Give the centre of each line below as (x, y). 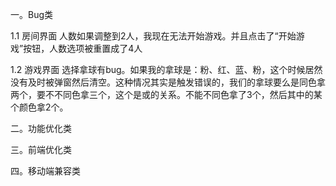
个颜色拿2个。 (39, 107)
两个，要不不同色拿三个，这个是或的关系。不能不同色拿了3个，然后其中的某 (166, 94)
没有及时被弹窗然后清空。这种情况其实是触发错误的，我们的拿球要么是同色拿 (168, 82)
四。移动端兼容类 (45, 171)
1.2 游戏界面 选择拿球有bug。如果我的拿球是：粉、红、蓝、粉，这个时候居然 (166, 69)
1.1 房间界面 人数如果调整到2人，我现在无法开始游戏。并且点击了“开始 (153, 36)
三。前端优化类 (41, 149)
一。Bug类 (32, 14)
